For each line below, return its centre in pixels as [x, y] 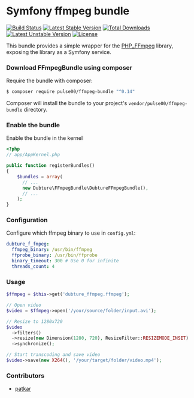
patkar [23, 389]
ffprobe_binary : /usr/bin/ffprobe [54, 255]
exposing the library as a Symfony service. [59, 52]
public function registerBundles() [51, 166]
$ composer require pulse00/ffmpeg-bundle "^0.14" [71, 92]
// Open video [24, 305]
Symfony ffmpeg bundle [68, 11]
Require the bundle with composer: [49, 81]
